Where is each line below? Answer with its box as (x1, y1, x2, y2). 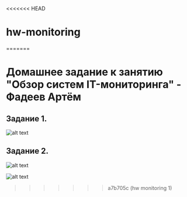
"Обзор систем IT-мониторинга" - (6, 78, 182, 91)
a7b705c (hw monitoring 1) (108, 184, 172, 191)
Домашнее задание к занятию (6, 66, 164, 79)
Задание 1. (6, 114, 47, 124)
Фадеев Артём (6, 90, 82, 104)
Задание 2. (6, 146, 49, 156)
